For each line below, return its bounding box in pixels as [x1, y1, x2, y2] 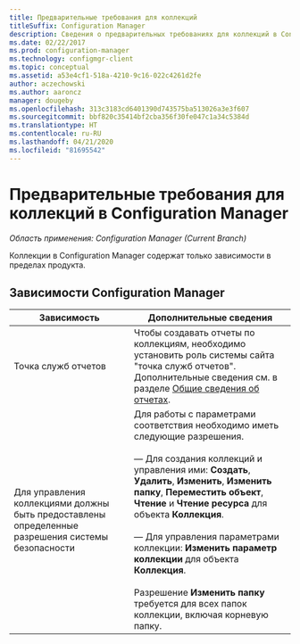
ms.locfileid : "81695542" [9, 145, 105, 154]
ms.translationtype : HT [9, 121, 98, 130]
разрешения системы [13, 531, 109, 543]
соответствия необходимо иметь [133, 419, 279, 432]
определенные [13, 519, 79, 532]
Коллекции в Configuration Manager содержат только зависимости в [9, 250, 271, 260]
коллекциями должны [13, 497, 110, 509]
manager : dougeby [9, 95, 74, 105]
